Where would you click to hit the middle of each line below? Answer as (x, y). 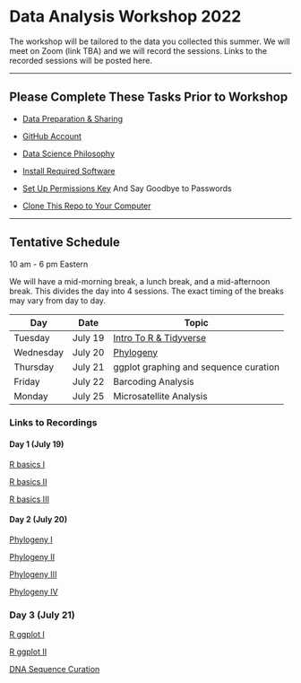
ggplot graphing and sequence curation (197, 367)
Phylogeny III (33, 574)
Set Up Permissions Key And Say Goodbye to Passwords (127, 188)
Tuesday (32, 337)
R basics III (29, 499)
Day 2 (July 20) (39, 520)
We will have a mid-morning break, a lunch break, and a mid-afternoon (140, 281)
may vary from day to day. (57, 300)
